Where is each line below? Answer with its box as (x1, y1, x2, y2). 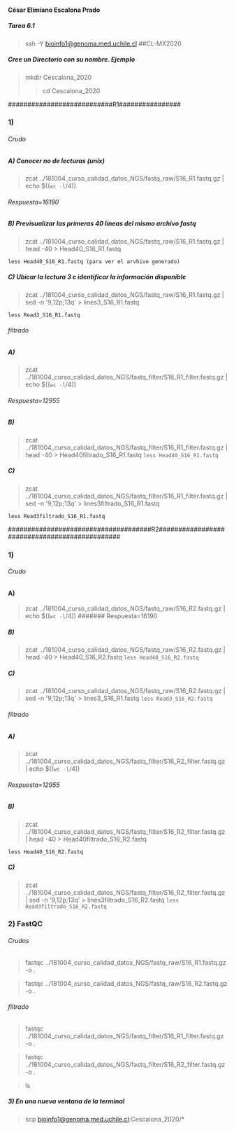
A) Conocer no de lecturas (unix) (8, 156, 105, 165)
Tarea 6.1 (8, 22, 35, 30)
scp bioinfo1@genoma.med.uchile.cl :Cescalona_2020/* (24, 1115, 185, 1123)
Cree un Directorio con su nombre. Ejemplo (8, 55, 136, 64)
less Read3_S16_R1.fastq (8, 312, 80, 319)
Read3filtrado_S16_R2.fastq (24, 903, 107, 910)
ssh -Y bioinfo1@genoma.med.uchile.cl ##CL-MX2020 (24, 39, 182, 48)
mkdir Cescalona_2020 (24, 73, 92, 81)
